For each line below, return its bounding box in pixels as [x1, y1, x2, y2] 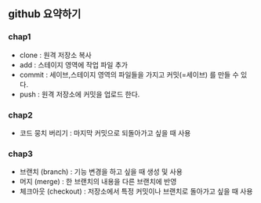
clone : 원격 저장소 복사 [19, 50, 92, 60]
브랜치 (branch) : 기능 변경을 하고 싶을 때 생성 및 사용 [19, 167, 183, 176]
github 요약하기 [8, 7, 82, 21]
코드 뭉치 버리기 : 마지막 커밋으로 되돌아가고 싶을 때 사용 [19, 128, 191, 137]
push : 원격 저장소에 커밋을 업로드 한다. [19, 89, 140, 99]
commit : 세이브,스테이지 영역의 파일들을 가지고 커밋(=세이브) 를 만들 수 [19, 70, 239, 79]
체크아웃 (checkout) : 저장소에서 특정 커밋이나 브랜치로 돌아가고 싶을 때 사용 [19, 187, 253, 196]
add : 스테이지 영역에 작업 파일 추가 [19, 60, 128, 69]
